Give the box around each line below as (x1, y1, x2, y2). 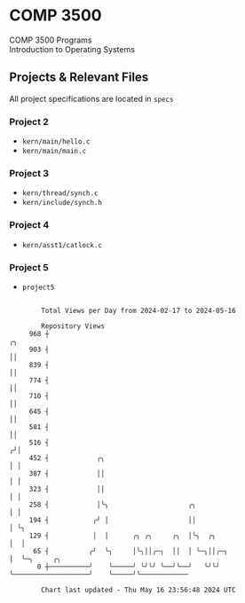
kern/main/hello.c (21, 137, 91, 146)
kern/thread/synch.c (21, 189, 99, 198)
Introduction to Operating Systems (9, 43, 136, 54)
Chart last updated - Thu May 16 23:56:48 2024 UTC (41, 585, 237, 594)
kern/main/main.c (21, 147, 87, 156)
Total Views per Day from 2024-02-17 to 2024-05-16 (41, 306, 237, 315)
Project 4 (9, 219, 50, 231)
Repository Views (41, 321, 105, 331)
